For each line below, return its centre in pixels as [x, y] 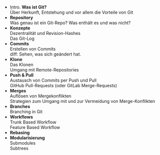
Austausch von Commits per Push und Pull [53, 80]
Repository [21, 17]
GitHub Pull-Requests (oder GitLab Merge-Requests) [63, 85]
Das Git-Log [22, 38]
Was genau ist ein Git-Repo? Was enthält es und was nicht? [70, 23]
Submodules [23, 143]
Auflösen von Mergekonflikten [40, 96]
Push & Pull [21, 75]
